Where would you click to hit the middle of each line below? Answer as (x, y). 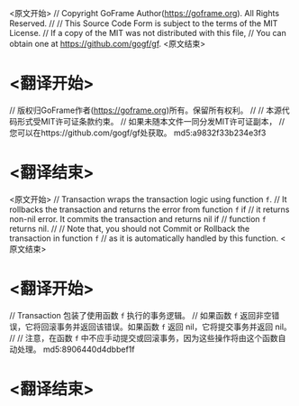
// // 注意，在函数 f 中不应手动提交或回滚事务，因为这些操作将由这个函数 (144, 337)
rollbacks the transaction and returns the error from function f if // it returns (149, 209)
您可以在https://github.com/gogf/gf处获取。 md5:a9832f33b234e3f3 (138, 133)
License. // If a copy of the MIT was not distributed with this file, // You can (148, 33)
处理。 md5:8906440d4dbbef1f (76, 349)
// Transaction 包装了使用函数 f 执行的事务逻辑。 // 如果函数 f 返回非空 (140, 315)
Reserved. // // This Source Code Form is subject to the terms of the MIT (144, 23)
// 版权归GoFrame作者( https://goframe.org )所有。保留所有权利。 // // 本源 (145, 110)
